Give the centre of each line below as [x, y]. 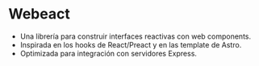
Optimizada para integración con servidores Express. [109, 53]
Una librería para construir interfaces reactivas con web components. [136, 36]
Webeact [39, 14]
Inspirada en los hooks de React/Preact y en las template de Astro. [131, 44]
